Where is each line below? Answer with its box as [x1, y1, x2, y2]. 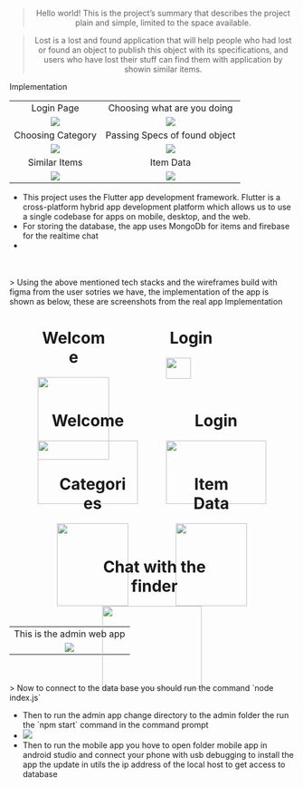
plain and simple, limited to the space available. [75, 17, 251, 28]
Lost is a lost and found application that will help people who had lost [34, 35, 292, 45]
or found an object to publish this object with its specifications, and [38, 44, 289, 55]
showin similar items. [124, 63, 203, 74]
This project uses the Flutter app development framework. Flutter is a [22, 191, 281, 202]
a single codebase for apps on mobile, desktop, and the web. [22, 210, 251, 221]
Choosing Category [14, 129, 97, 141]
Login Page [31, 102, 80, 114]
